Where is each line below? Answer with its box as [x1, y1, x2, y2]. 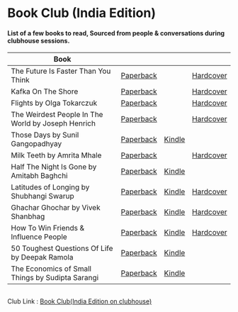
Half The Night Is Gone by [11, 162, 97, 172]
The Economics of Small [11, 264, 92, 274]
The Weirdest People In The [11, 110, 103, 120]
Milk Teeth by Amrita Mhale [11, 150, 102, 160]
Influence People [11, 232, 67, 242]
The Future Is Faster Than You [11, 66, 111, 76]
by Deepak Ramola [11, 252, 74, 262]
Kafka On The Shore [11, 87, 79, 96]
